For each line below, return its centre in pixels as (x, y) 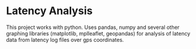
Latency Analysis (49, 11)
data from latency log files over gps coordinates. (65, 40)
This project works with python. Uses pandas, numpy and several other (93, 27)
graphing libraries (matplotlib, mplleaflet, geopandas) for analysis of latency (98, 33)
